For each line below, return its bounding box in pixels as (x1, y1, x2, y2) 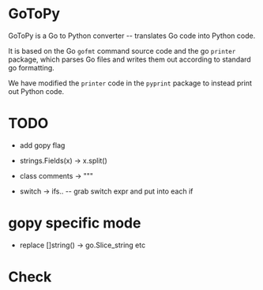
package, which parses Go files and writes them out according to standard (8, 55, 251, 64)
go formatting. (8, 62, 55, 72)
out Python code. (8, 86, 65, 96)
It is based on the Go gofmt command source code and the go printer (8, 46, 236, 55)
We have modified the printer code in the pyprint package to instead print (8, 78, 253, 88)
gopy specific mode (8, 214, 141, 232)
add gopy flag (19, 140, 66, 150)
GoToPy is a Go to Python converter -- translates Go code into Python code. (8, 31, 256, 40)
